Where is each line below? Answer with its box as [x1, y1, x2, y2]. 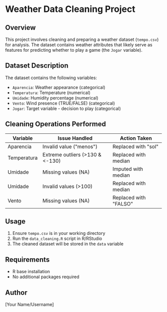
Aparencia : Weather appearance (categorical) [12, 84, 106, 90]
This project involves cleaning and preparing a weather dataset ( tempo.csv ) [5, 36, 159, 42]
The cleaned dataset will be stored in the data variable [12, 241, 124, 247]
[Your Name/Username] [5, 302, 54, 308]
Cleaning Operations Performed [5, 120, 106, 128]
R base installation [12, 269, 50, 275]
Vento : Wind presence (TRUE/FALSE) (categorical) [12, 100, 115, 106]
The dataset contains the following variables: [5, 75, 97, 81]
